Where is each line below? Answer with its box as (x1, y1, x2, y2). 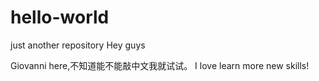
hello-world (10, 6, 110, 29)
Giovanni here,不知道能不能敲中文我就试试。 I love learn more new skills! (10, 59, 310, 71)
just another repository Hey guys (10, 39, 146, 51)
